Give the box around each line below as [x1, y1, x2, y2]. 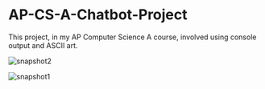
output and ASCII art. [8, 40, 78, 50]
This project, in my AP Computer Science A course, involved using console [8, 32, 257, 42]
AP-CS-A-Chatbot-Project [8, 6, 188, 24]
